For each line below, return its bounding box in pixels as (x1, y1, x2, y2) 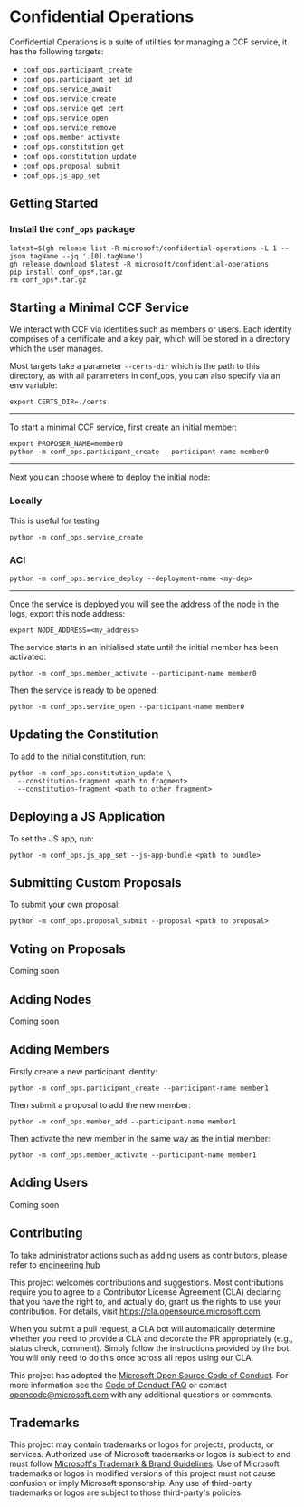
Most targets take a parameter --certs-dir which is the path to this (9, 361, 261, 372)
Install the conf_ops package (9, 223, 136, 236)
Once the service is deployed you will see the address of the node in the (9, 598, 279, 609)
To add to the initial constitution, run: (9, 751, 147, 762)
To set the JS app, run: (9, 832, 95, 844)
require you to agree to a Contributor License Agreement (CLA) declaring (9, 1286, 282, 1298)
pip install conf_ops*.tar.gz (9, 267, 124, 277)
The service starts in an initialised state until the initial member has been (9, 642, 279, 653)
